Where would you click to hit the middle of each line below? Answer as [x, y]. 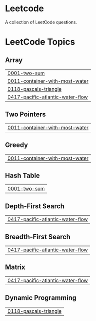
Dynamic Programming [41, 298]
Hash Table [22, 175]
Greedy [17, 145]
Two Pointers [26, 114]
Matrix [15, 267]
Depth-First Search [35, 206]
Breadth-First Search [38, 236]
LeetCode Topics [40, 42]
